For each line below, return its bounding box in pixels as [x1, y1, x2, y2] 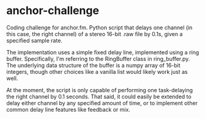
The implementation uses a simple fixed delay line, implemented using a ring [6, 48, 199, 56]
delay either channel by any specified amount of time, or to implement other [6, 99, 198, 107]
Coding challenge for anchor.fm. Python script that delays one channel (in [6, 24, 193, 31]
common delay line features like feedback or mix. [6, 106, 130, 113]
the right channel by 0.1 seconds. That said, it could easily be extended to [6, 93, 192, 100]
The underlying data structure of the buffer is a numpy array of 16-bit [6, 62, 181, 69]
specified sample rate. [6, 37, 63, 44]
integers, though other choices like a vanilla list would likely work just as [6, 68, 188, 75]
